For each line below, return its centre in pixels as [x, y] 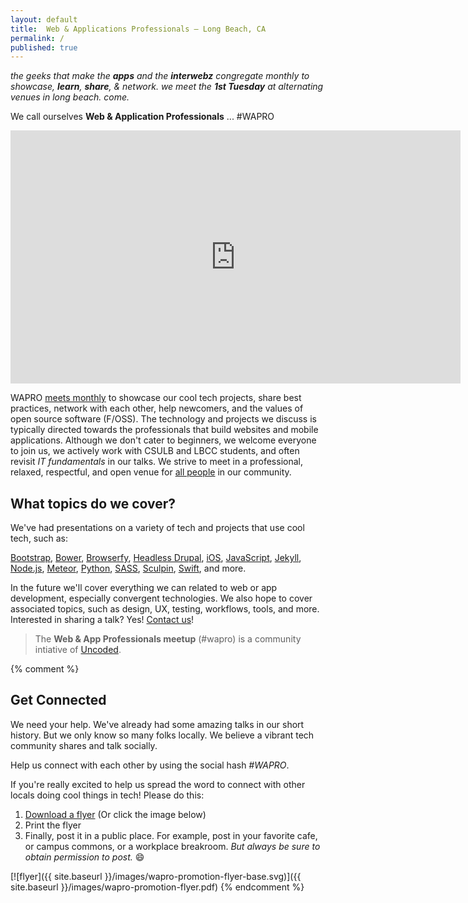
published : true [44, 47]
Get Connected [58, 700]
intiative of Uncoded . [78, 650]
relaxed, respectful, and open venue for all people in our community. [151, 472]
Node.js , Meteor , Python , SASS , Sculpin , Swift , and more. [128, 568]
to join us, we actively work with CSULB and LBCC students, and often [155, 451]
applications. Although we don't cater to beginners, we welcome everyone [163, 440]
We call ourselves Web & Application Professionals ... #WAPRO [142, 117]
